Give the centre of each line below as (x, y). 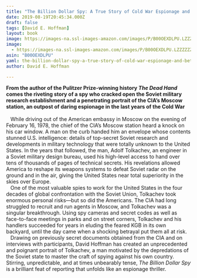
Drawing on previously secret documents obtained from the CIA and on (96, 238)
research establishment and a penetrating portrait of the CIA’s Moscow (94, 101)
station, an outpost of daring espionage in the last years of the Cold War (96, 107)
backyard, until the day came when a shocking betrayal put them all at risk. (97, 232)
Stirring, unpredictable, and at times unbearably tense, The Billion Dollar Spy (98, 263)
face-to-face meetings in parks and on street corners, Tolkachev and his (94, 219)
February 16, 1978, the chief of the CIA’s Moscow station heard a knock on (95, 125)
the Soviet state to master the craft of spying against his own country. (90, 257)
